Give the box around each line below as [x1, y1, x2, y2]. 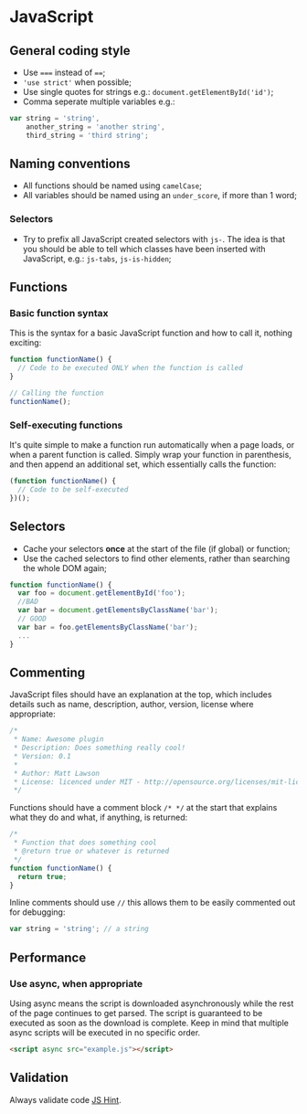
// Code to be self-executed [17, 484, 129, 494]
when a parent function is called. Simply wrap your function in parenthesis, [9, 450, 292, 461]
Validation [9, 1070, 69, 1086]
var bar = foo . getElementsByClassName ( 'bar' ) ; [17, 622, 198, 631]
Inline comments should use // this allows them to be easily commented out [9, 897, 296, 908]
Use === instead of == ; [22, 67, 106, 78]
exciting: [9, 337, 42, 348]
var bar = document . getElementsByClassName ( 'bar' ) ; [17, 606, 219, 615]
